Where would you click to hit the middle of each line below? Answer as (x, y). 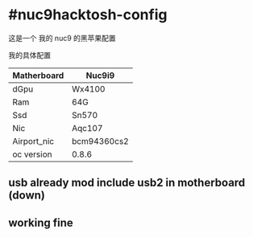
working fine (41, 223)
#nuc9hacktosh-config (88, 15)
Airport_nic (33, 141)
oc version (32, 154)
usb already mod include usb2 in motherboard (127, 183)
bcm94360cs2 (100, 141)
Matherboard (38, 76)
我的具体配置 (29, 55)
